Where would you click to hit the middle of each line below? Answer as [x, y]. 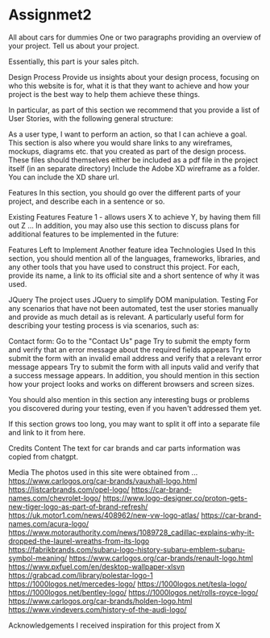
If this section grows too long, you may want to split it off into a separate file [134, 424]
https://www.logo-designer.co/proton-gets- [175, 497]
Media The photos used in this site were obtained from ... [103, 472]
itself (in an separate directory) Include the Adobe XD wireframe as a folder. [134, 168]
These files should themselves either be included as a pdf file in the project [133, 160]
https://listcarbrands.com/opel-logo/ [69, 489]
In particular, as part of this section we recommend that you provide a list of [134, 110]
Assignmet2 [50, 15]
